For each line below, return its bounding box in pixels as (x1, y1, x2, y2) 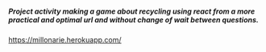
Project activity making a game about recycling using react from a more (8, 6, 256, 16)
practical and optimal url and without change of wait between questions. (8, 14, 260, 24)
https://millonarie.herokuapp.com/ (8, 34, 123, 44)
